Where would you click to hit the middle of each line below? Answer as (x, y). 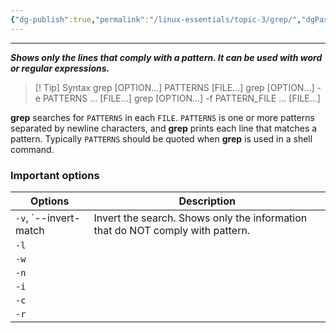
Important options (55, 175)
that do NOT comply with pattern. (172, 230)
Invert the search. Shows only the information (200, 218)
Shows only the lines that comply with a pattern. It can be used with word (166, 57)
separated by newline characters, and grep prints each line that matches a (164, 128)
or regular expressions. (60, 68)
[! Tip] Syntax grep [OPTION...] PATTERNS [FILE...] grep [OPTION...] (174, 87)
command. (32, 149)
